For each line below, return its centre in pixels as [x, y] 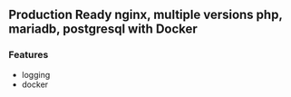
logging [36, 74]
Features [29, 55]
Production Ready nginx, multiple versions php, [145, 15]
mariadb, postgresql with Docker [103, 29]
